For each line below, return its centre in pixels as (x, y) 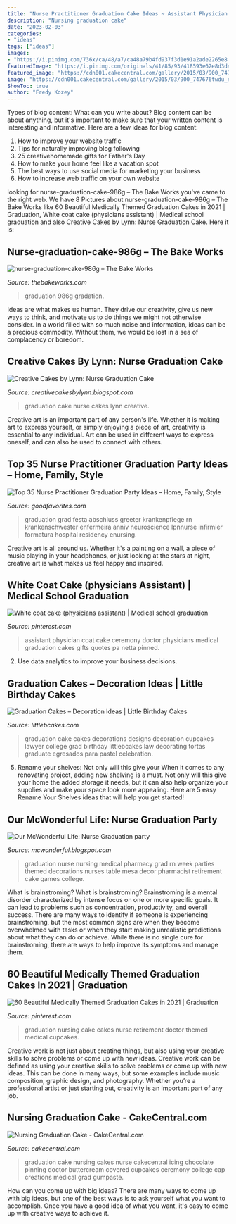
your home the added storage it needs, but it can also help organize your (123, 782)
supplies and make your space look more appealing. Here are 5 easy (117, 790)
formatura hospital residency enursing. (80, 534)
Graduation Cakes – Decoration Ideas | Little (105, 683)
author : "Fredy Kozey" (40, 92)
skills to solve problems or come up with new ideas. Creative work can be (114, 1058)
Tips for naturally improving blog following (79, 149)
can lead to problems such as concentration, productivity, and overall (107, 907)
